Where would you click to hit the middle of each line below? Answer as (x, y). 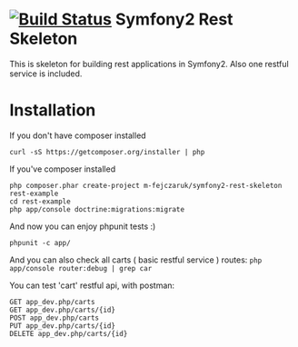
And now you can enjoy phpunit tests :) (83, 226)
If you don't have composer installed (78, 135)
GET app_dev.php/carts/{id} (63, 310)
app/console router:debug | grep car (81, 268)
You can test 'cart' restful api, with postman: (92, 285)
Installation (53, 110)
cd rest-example (40, 201)
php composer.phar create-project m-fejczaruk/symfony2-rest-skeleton (146, 185)
